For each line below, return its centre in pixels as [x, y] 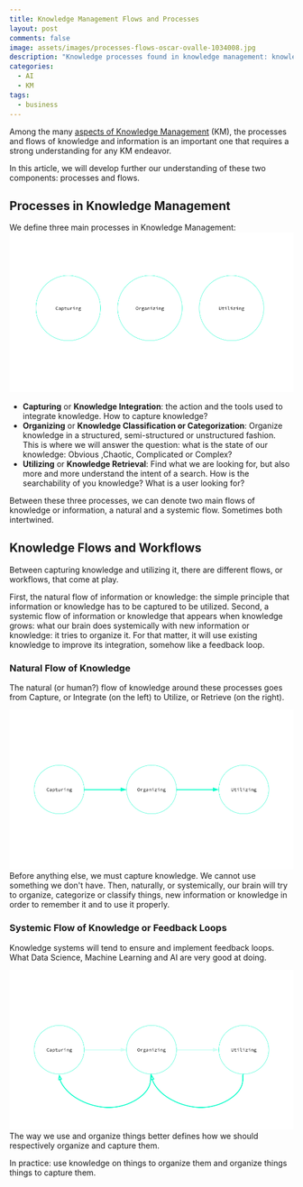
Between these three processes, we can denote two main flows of [132, 500]
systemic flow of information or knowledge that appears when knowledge [146, 616]
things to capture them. [53, 1173]
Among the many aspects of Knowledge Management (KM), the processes [148, 132]
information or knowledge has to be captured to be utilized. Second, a [139, 606]
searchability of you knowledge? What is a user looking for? [133, 483]
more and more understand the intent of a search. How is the [136, 473]
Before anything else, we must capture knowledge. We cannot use [133, 876]
